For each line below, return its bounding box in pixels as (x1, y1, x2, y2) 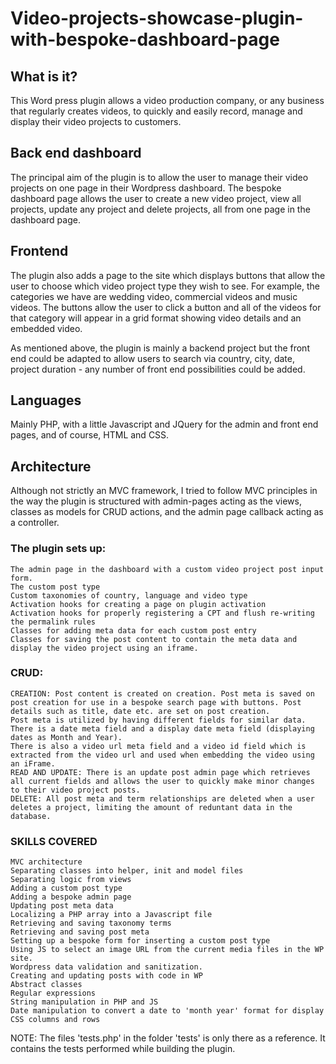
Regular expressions (10, 988, 97, 999)
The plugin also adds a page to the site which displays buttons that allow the (10, 269, 326, 281)
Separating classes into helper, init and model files (10, 866, 244, 876)
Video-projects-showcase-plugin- (10, 7, 304, 30)
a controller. (10, 517, 60, 529)
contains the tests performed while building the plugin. (10, 1043, 236, 1055)
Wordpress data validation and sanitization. (10, 962, 203, 972)
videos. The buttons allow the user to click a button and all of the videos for (10, 301, 322, 313)
